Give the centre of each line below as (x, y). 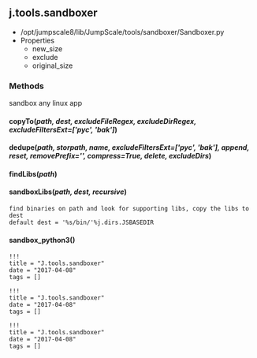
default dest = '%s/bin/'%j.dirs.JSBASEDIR (82, 223)
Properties (37, 40)
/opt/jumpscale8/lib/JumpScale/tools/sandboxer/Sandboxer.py (122, 32)
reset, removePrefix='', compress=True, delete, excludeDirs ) (110, 156)
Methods (26, 86)
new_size (47, 48)
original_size (52, 65)
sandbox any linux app (45, 103)
